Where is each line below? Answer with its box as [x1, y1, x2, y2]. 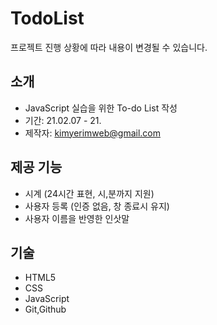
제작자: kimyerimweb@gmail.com [24, 127, 162, 139]
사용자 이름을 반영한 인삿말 [24, 212, 130, 224]
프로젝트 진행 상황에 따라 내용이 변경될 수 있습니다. [10, 41, 208, 53]
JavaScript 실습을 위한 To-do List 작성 [24, 102, 178, 114]
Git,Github [24, 303, 67, 316]
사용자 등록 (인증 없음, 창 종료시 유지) [24, 200, 170, 212]
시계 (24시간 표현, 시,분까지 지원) [24, 187, 155, 199]
